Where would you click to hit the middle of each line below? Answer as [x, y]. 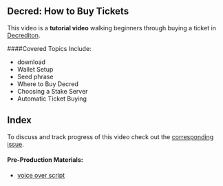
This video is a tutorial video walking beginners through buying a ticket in [112, 28]
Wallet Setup [35, 69]
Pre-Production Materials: [45, 160]
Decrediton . [24, 35]
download [31, 62]
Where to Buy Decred [48, 84]
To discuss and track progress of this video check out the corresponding [110, 136]
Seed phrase [35, 76]
